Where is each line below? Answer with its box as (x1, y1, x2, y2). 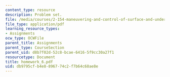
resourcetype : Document (5, 54, 56, 60)
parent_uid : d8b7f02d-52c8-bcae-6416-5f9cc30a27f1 (5, 50, 114, 55)
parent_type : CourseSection (5, 45, 65, 50)
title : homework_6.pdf (5, 59, 53, 64)
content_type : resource (5, 7, 56, 13)
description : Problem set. (5, 12, 62, 17)
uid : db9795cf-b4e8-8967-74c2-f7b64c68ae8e (5, 64, 99, 69)
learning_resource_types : (5, 26, 60, 31)
